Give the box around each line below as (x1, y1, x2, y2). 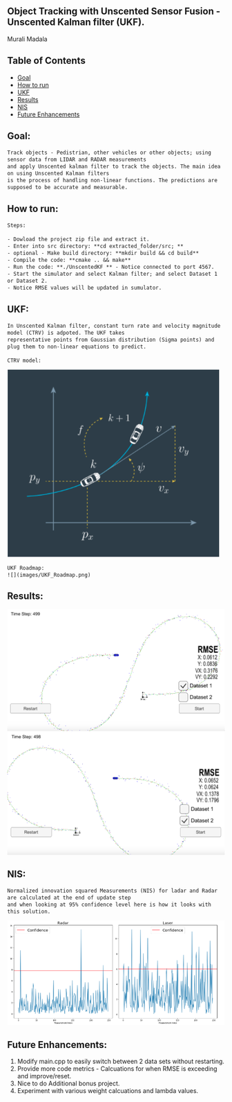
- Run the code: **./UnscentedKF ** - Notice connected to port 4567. (7, 263, 215, 271)
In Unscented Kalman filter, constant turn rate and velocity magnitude (7, 322, 221, 330)
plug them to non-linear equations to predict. (7, 343, 147, 351)
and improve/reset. (17, 1072, 71, 1080)
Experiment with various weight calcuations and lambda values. (17, 1086, 199, 1094)
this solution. (7, 908, 51, 916)
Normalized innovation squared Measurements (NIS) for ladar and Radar (7, 887, 217, 895)
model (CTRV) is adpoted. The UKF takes (7, 329, 126, 337)
